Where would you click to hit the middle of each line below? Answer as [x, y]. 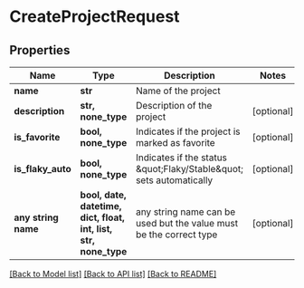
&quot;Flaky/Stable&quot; [190, 169]
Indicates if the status [181, 158]
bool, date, [103, 195]
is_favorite [37, 137]
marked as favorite [175, 143]
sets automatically [174, 180]
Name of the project [178, 91]
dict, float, [102, 217]
